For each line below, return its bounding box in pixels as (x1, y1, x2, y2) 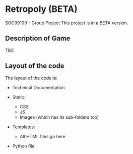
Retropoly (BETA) (5, 3, 78, 15)
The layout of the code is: (5, 75, 58, 81)
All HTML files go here (19, 133, 66, 139)
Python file (12, 143, 35, 149)
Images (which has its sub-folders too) (19, 114, 99, 120)
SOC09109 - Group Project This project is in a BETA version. (5, 20, 128, 26)
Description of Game (5, 34, 70, 43)
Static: (12, 94, 26, 100)
